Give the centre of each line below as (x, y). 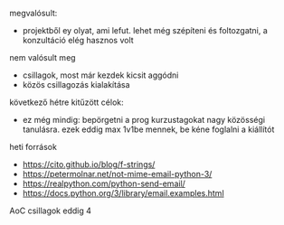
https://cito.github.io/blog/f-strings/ (89, 164)
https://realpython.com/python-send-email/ (104, 183)
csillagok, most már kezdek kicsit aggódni (100, 75)
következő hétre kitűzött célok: (66, 102)
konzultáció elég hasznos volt (78, 40)
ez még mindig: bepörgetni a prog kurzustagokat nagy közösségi (143, 120)
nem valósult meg (43, 57)
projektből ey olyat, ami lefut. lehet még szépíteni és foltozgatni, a (145, 30)
